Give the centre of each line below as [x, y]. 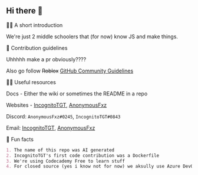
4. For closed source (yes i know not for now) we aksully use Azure [93, 166]
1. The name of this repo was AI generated [60, 150]
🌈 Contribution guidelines [37, 48]
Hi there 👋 [24, 11]
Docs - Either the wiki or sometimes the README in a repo [77, 93]
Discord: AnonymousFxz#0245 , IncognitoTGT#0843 [63, 116]
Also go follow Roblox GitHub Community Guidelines [70, 71]
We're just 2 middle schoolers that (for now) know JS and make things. [92, 37]
